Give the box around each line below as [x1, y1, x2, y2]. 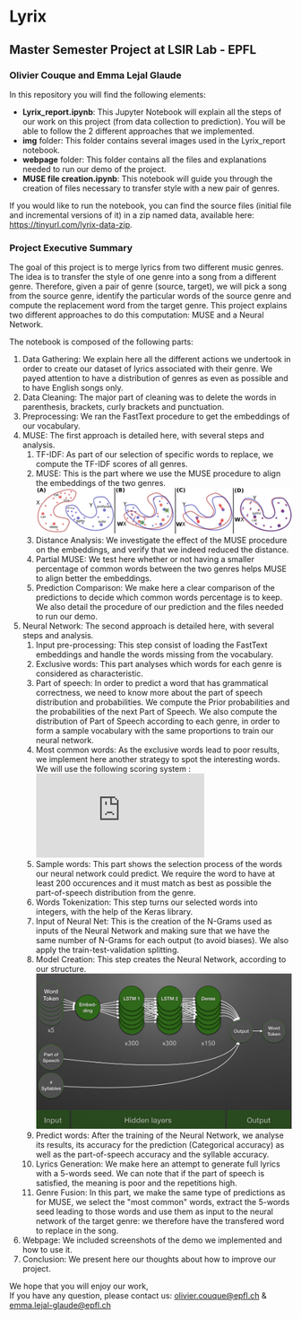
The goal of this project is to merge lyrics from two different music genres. [9, 262, 284, 273]
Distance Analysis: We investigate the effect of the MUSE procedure [35, 534, 288, 545]
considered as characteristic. [35, 668, 143, 679]
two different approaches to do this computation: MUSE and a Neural [9, 309, 264, 320]
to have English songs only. [21, 383, 124, 394]
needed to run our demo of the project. [21, 163, 168, 174]
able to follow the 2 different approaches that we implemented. [21, 126, 255, 136]
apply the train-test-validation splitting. [35, 944, 180, 955]
